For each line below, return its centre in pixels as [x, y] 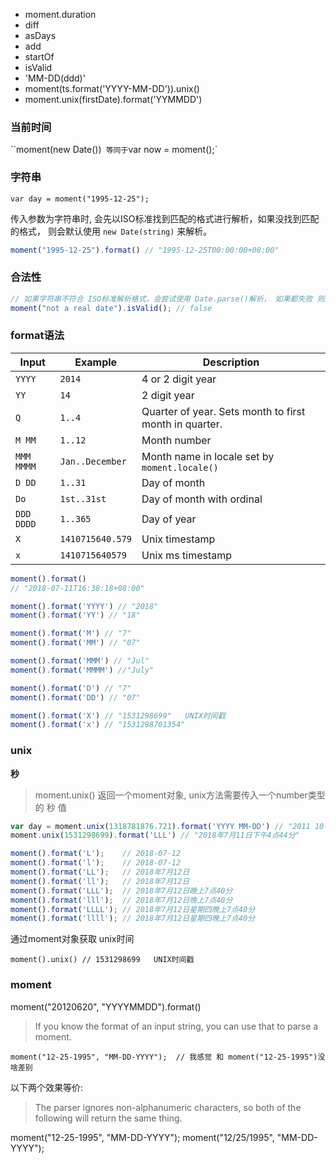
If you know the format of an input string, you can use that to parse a [176, 1026]
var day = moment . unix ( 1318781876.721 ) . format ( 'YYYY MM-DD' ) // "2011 [160, 826]
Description [231, 362]
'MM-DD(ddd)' [55, 78]
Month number [176, 440]
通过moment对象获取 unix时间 [72, 939]
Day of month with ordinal [202, 499]
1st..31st [83, 498]
